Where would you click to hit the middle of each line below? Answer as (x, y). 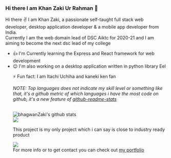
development (27, 61)
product (21, 135)
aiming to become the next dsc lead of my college (58, 43)
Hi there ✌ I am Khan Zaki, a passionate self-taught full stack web (74, 19)
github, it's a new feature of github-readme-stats (65, 99)
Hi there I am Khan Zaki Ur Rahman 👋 (52, 8)
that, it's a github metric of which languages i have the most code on (85, 94)
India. (11, 32)
